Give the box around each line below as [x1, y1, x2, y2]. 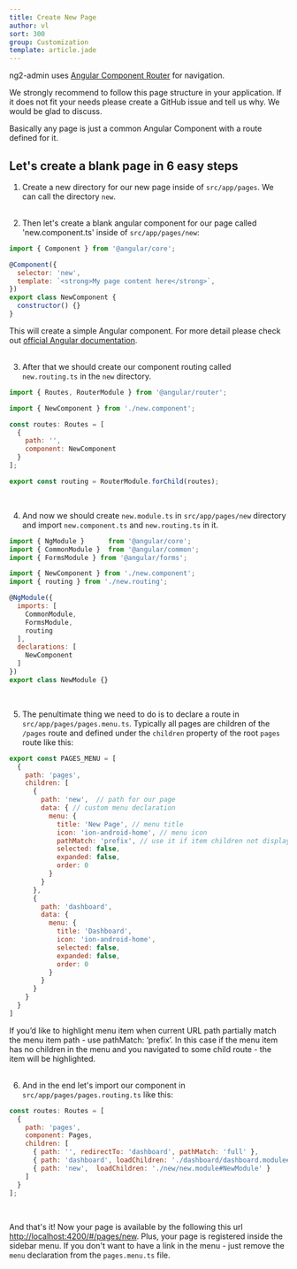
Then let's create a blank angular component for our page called [21, 218, 257, 228]
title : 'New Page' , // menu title [56, 819, 184, 828]
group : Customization [9, 37, 89, 47]
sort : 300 [9, 29, 46, 38]
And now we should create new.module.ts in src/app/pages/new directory [21, 510, 286, 520]
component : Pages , [25, 1131, 93, 1140]
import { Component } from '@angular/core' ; [9, 244, 176, 253]
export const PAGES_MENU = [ [9, 754, 117, 763]
